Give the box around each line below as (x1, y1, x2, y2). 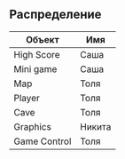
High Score (13, 48, 60, 60)
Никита (79, 120, 112, 132)
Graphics (13, 120, 51, 132)
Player (13, 91, 40, 104)
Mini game (13, 62, 58, 75)
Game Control (13, 135, 72, 147)
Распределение (9, 7, 102, 22)
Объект (25, 33, 59, 45)
